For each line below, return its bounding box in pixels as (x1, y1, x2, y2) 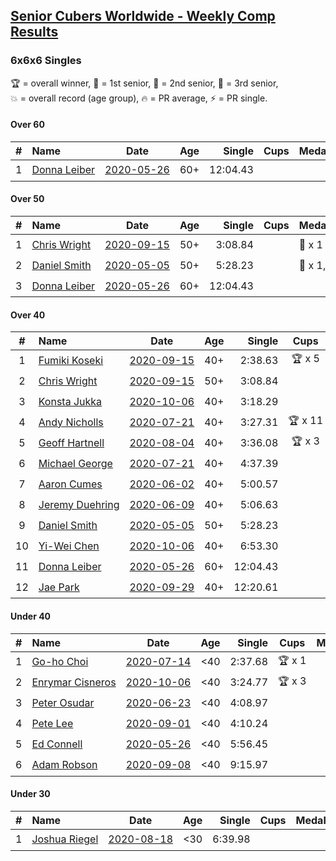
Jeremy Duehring (38, 497, 120, 511)
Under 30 (10, 788, 51, 800)
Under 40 (10, 610, 52, 622)
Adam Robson (31, 758, 98, 771)
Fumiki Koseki (38, 353, 104, 367)
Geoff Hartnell (38, 435, 105, 449)
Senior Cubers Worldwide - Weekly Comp (10, 8, 276, 25)
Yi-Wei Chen (38, 539, 100, 553)
